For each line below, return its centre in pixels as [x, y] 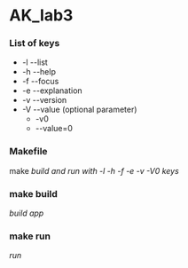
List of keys [35, 43]
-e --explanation [52, 91]
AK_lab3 [41, 16]
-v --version [44, 100]
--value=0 [54, 129]
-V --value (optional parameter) [79, 110]
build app [27, 213]
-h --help [39, 72]
